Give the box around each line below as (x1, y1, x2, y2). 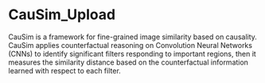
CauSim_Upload (8, 6, 116, 24)
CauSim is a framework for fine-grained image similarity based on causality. (8, 32, 257, 41)
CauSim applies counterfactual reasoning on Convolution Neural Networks (8, 40, 253, 49)
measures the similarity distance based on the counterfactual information (8, 57, 249, 67)
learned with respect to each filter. (8, 65, 121, 75)
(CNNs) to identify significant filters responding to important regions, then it (8, 49, 256, 58)
